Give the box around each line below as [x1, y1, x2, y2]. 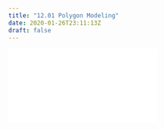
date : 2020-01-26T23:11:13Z [8, 19, 102, 27]
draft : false [8, 26, 52, 34]
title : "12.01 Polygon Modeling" [8, 11, 119, 20]
